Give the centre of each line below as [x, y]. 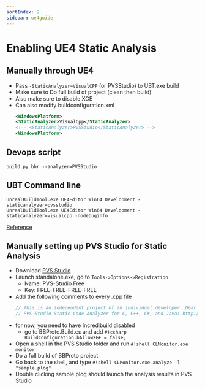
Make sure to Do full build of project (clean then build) [83, 92]
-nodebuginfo [91, 215]
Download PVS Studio [43, 271]
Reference [19, 227]
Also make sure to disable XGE [54, 98]
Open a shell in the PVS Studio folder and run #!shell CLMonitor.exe [102, 344]
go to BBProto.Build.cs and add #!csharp [75, 332]
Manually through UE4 [50, 71]
